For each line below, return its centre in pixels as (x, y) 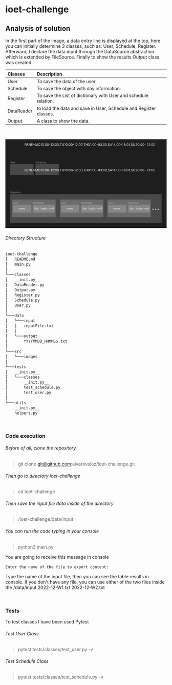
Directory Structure (26, 238)
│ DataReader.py (25, 285)
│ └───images (21, 357)
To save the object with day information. (79, 89)
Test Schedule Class (27, 661)
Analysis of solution (38, 28)
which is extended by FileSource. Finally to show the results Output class (82, 57)
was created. (19, 62)
